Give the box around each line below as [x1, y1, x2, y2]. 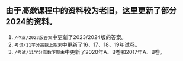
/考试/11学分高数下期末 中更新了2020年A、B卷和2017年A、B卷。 [14, 48, 165, 55]
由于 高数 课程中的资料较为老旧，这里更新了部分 [5, 5, 177, 16]
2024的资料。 [5, 17, 57, 27]
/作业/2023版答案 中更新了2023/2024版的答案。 [14, 33, 127, 40]
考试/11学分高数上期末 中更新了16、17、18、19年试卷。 [14, 41, 140, 48]
